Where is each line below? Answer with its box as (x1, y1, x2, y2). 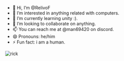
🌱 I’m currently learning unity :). (12, 15, 78, 21)
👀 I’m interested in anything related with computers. (12, 10, 119, 16)
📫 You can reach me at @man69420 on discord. (12, 26, 114, 32)
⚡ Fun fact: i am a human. (12, 39, 65, 45)
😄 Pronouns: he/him (12, 33, 55, 39)
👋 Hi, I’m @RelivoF (12, 5, 51, 10)
